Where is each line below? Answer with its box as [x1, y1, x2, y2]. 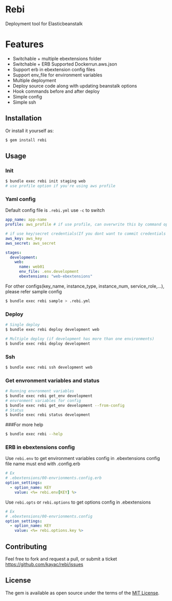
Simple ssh [12, 99, 36, 105]
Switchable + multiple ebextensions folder [12, 55, 102, 62]
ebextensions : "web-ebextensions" [18, 274, 93, 279]
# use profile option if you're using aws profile [5, 184, 116, 189]
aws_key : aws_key [5, 236, 42, 241]
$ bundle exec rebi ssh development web [5, 365, 93, 370]
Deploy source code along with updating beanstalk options [12, 83, 137, 89]
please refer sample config [5, 288, 62, 294]
